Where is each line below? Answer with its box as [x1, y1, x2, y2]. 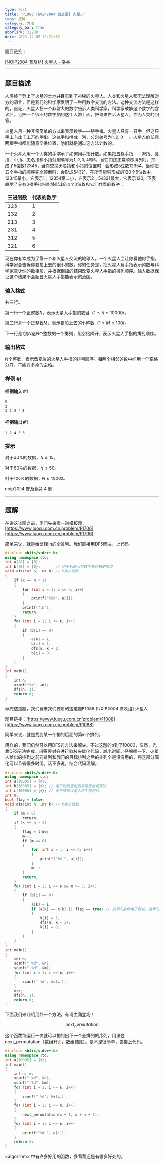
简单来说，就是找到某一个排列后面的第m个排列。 [5, 731, 103, 737]
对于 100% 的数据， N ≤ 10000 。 [5, 475, 68, 481]
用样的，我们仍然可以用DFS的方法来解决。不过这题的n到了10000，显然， [5, 742, 153, 748]
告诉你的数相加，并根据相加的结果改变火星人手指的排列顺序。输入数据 [13, 268, 155, 274]
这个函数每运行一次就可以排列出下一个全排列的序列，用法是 [5, 1032, 125, 1038]
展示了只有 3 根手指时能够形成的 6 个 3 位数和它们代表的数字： [5, 181, 124, 187]
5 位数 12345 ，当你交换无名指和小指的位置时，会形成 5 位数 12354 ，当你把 [14, 162, 159, 169]
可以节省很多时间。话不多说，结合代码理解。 [9, 760, 99, 766]
